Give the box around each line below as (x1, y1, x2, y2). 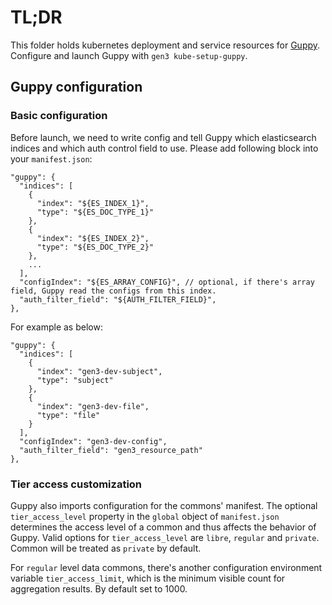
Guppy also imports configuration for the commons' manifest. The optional (10, 499, 318, 511)
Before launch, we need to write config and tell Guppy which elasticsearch (10, 131, 317, 143)
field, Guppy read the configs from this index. (10, 286, 217, 296)
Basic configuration (10, 109, 108, 123)
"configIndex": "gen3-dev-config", (19, 436, 168, 446)
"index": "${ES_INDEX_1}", (36, 198, 150, 208)
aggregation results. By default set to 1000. (10, 582, 188, 595)
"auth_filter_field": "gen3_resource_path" (19, 445, 203, 455)
